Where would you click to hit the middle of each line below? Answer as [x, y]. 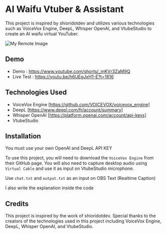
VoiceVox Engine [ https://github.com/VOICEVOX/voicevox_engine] [81, 104]
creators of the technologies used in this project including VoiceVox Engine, [83, 221]
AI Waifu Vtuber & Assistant [64, 9]
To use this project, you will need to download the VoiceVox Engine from [79, 158]
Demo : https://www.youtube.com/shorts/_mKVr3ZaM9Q [71, 71]
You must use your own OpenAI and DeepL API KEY [59, 148]
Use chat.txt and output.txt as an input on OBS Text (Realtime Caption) [80, 178]
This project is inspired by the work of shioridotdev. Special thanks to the [81, 216]
